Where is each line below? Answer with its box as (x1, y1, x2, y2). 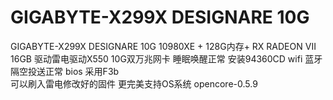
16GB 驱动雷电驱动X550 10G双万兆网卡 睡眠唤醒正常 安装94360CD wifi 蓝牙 (10, 52, 323, 65)
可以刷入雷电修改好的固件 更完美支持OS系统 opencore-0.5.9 (10, 77, 258, 90)
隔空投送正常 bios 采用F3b (10, 65, 120, 77)
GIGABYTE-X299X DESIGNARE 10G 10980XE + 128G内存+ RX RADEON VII (10, 40, 317, 52)
